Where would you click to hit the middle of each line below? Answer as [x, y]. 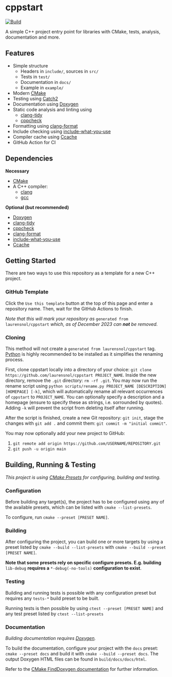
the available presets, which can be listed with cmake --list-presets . [79, 507]
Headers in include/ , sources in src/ [59, 71]
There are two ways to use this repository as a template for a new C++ [80, 273]
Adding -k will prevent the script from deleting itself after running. [75, 408]
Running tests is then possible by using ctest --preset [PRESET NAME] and [84, 608]
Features [20, 53]
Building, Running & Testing [51, 465]
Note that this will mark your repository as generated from [67, 319]
